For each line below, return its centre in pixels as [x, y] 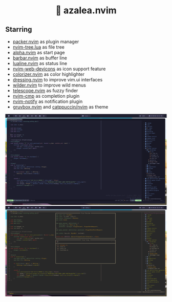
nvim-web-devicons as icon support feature [59, 69]
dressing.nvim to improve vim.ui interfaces [58, 80]
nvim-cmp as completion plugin [46, 96]
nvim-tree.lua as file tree [39, 47]
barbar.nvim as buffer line [40, 58]
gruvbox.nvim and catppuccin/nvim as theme [60, 107]
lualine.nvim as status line [40, 63]
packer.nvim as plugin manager [46, 41]
